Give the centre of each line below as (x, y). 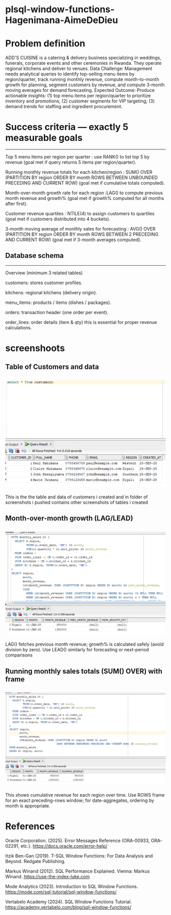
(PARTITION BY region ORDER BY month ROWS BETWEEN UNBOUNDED (81, 177)
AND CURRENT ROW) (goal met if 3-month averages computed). (73, 240)
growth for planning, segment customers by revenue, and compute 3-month (85, 85)
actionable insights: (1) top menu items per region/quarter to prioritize (78, 96)
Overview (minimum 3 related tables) (44, 273)
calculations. (19, 327)
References (30, 827)
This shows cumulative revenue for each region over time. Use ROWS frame (85, 795)
